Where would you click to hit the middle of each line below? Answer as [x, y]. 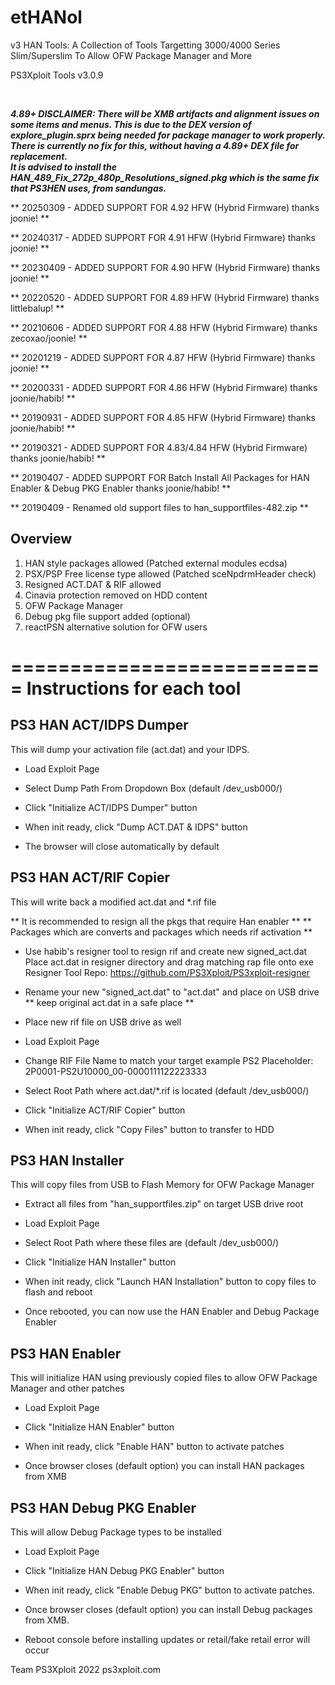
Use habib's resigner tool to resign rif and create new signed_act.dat [166, 951]
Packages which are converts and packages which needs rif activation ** [161, 932]
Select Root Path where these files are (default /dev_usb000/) [152, 1243]
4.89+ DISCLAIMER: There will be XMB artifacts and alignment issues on [165, 113]
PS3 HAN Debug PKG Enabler [103, 1507]
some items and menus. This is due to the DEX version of [131, 124]
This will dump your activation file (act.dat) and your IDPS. [130, 749]
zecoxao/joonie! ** [49, 338]
